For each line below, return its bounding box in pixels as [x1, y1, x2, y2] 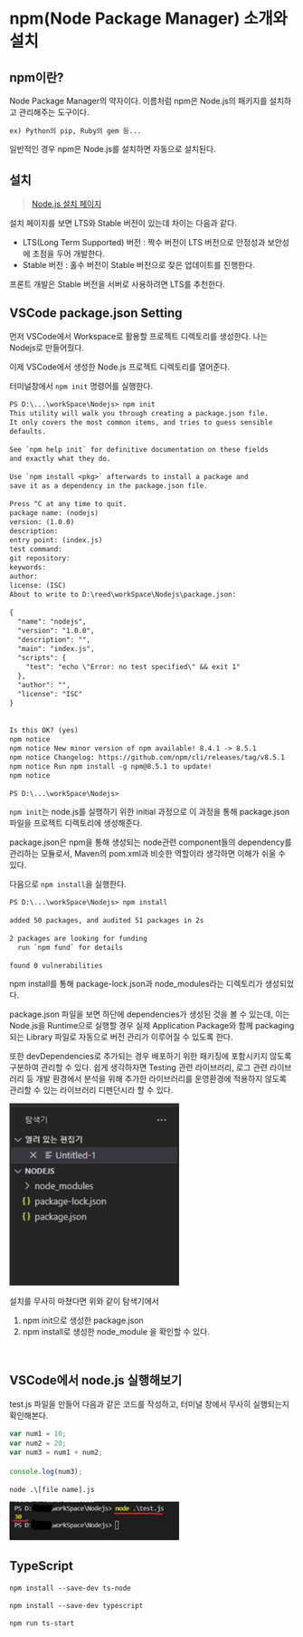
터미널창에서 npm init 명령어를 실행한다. [9, 380, 154, 391]
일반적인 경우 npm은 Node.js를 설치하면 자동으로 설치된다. [9, 144, 216, 154]
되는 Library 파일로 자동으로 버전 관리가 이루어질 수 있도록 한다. [9, 1031, 233, 1042]
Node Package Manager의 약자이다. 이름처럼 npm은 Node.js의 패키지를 [9, 96, 268, 106]
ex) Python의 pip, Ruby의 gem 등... [9, 127, 142, 136]
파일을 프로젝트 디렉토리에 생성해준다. [9, 817, 143, 828]
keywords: [9, 562, 47, 571]
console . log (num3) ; [9, 1468, 83, 1477]
